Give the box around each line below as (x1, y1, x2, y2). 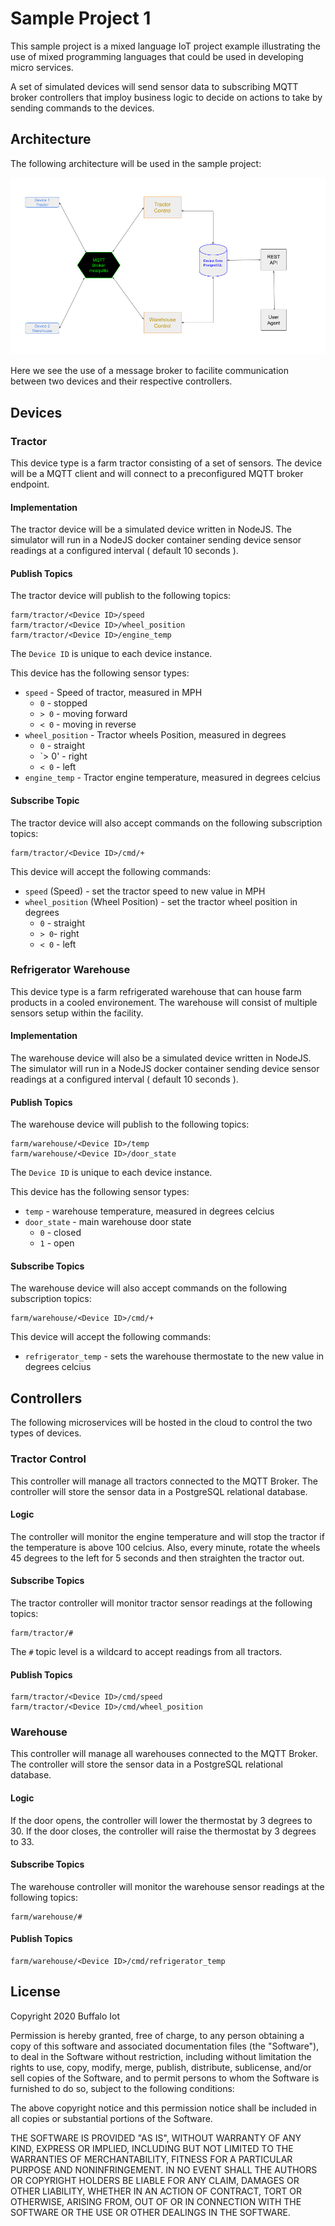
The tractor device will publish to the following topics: (10, 590, 232, 602)
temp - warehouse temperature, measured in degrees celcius (24, 1205, 275, 1217)
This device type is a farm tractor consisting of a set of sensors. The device (10, 457, 323, 469)
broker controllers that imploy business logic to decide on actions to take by (10, 91, 323, 103)
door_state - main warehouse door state (24, 1216, 192, 1228)
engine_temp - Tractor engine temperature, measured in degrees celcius (24, 772, 321, 784)
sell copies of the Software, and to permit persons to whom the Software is (10, 2072, 320, 2084)
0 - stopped (39, 697, 88, 709)
